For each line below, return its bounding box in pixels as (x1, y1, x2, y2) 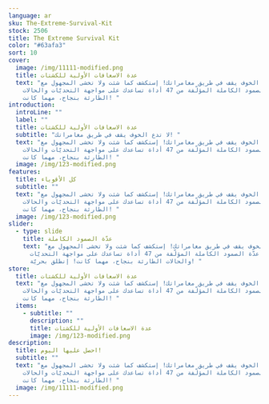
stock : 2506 (8, 26, 48, 34)
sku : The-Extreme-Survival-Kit (8, 19, 113, 27)
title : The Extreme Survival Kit (8, 34, 120, 42)
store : (8, 265, 30, 273)
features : (8, 168, 42, 176)
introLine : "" (15, 109, 62, 117)
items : (15, 302, 38, 310)
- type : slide (15, 227, 62, 236)
